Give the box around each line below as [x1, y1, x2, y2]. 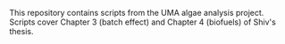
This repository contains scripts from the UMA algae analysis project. [9, 8, 264, 18]
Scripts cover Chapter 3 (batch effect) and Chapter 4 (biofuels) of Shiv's [9, 17, 277, 27]
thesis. [9, 26, 34, 36]
